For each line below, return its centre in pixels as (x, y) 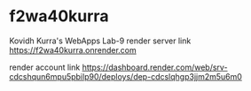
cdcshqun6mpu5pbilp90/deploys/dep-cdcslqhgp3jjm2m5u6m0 (125, 76)
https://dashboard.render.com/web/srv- (155, 67)
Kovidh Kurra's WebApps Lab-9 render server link (100, 41)
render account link (45, 67)
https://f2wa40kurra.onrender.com (73, 49)
